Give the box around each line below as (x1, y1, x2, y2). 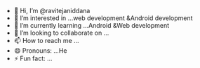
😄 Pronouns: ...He (13, 46, 67, 55)
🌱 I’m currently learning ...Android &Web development (13, 22, 170, 29)
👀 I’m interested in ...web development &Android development (13, 14, 193, 22)
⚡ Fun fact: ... (13, 54, 53, 62)
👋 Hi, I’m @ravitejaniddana (13, 7, 91, 15)
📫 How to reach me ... (13, 37, 79, 44)
